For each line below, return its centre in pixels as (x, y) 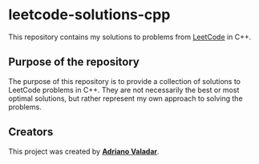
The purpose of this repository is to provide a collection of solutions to (125, 81)
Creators (31, 132)
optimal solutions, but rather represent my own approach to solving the (125, 98)
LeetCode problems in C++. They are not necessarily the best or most (124, 90)
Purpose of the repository (74, 62)
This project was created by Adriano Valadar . (84, 151)
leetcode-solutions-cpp (89, 15)
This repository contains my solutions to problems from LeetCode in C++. (130, 37)
